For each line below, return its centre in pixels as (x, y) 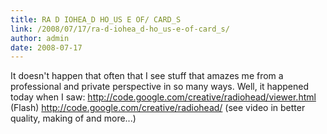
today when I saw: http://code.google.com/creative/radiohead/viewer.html (163, 97)
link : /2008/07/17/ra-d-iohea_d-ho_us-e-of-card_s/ (120, 29)
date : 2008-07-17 (46, 47)
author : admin (40, 38)
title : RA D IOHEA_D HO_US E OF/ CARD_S (96, 19)
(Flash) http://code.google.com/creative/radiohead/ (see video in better (158, 108)
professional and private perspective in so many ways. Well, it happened (159, 87)
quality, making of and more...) (73, 118)
